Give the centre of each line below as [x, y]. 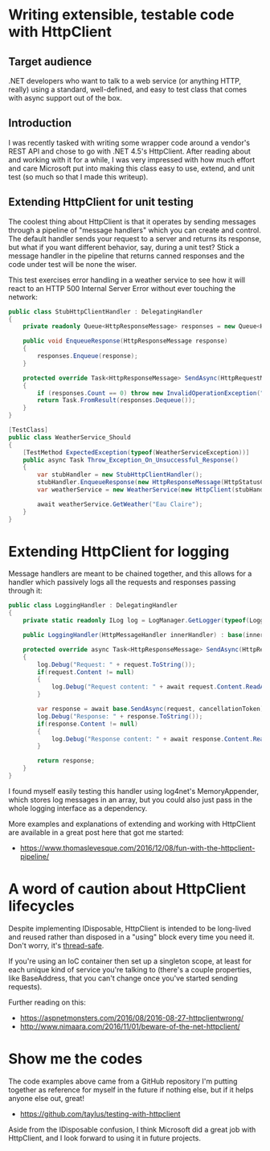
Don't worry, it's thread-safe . [56, 945]
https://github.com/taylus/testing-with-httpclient [100, 1114]
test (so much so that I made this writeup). [78, 177]
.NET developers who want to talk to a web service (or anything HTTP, [125, 81]
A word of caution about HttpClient [127, 889]
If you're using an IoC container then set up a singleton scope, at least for [130, 961]
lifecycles [41, 906]
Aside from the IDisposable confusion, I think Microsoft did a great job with [132, 1129]
